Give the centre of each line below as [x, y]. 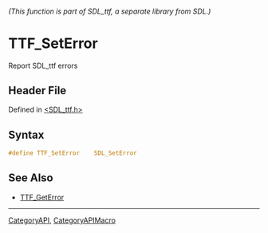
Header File [37, 91]
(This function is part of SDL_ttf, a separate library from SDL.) [110, 11]
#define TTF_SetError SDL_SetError [73, 153]
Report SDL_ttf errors [43, 65]
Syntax [26, 134]
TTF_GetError [42, 197]
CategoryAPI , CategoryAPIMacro [62, 220]
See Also [31, 178]
